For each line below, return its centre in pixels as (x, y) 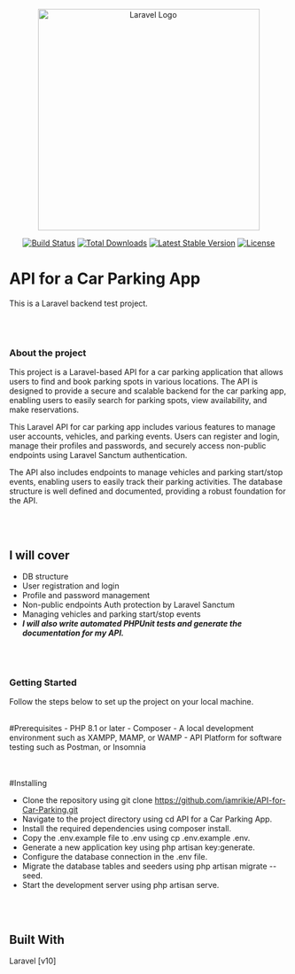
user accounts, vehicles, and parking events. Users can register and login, (145, 436)
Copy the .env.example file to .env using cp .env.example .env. (136, 838)
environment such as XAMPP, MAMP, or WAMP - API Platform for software (145, 738)
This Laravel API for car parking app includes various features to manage (143, 427)
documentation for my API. (73, 633)
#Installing (28, 783)
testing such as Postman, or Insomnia (78, 747)
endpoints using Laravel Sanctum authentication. (98, 456)
